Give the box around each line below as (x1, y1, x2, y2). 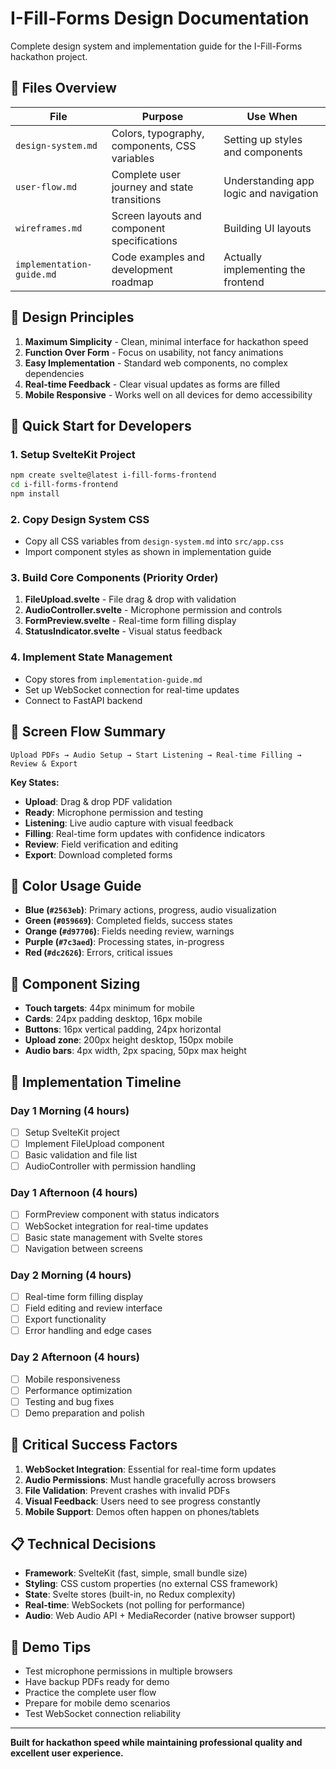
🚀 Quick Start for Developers (10, 417, 192, 434)
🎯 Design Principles (10, 309, 135, 326)
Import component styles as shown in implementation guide (24, 546, 272, 558)
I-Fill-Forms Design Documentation (10, 7, 310, 30)
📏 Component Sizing (10, 975, 141, 992)
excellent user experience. (10, 1747, 124, 1759)
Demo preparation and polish (24, 1407, 145, 1419)
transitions (111, 192, 162, 206)
